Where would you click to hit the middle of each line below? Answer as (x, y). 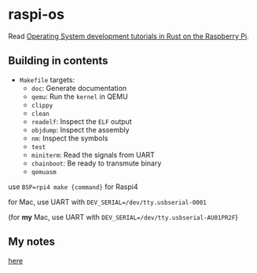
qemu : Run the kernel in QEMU (79, 96)
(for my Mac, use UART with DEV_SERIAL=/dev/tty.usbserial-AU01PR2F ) (123, 217)
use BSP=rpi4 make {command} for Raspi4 (73, 187)
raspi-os (37, 15)
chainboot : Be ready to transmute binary (96, 163)
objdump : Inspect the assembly (80, 129)
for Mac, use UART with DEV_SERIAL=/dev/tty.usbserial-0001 (107, 202)
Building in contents (58, 61)
